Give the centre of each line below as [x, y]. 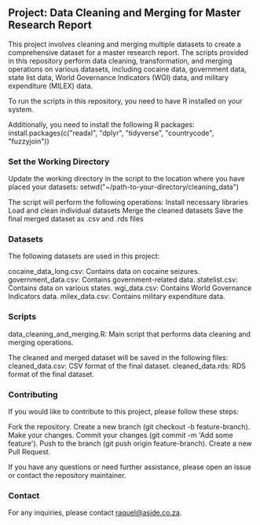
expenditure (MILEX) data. [50, 86]
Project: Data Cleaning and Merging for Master [125, 13]
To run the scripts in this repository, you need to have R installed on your [126, 100]
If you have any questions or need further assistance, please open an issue [130, 467]
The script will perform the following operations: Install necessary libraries [128, 202]
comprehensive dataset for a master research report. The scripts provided [128, 52]
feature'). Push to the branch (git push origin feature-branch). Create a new [130, 443]
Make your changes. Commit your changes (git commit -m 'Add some [121, 435]
